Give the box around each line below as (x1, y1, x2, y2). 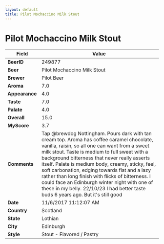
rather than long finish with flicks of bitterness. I (41, 173, 151, 180)
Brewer (7, 74, 25, 81)
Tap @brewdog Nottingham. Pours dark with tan (41, 130, 152, 137)
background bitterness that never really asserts (41, 155, 150, 161)
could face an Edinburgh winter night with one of (41, 179, 153, 186)
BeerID (7, 59, 24, 66)
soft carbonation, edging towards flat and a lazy (41, 167, 151, 174)
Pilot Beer (41, 74, 64, 81)
